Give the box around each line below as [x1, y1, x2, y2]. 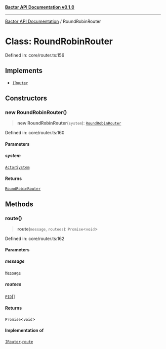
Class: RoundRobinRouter [5, 36, 113, 47]
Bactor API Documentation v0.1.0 [5, 4, 75, 10]
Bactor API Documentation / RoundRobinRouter [5, 18, 101, 24]
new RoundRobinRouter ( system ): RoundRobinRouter [17, 120, 122, 126]
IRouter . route [5, 338, 33, 344]
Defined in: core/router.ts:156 [5, 52, 65, 58]
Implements [5, 66, 43, 75]
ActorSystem [5, 165, 30, 170]
